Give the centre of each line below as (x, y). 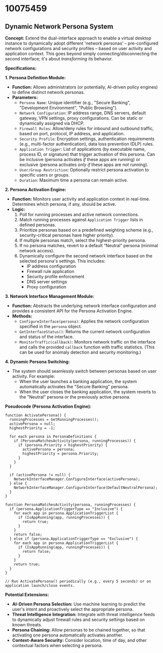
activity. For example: (34, 376)
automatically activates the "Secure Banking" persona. (74, 387)
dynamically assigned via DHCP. (52, 123)
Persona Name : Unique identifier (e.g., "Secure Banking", (75, 102)
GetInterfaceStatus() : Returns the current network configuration (85, 332)
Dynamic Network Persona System (59, 27)
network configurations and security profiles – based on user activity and (79, 48)
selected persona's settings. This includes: (62, 261)
